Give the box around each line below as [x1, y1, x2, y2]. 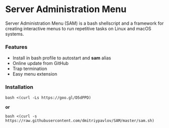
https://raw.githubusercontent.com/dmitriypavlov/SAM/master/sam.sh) [5, 118, 155, 123]
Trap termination [12, 66, 47, 72]
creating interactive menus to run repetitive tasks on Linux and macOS [5, 25, 151, 31]
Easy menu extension [12, 71, 58, 77]
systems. [5, 31, 24, 37]
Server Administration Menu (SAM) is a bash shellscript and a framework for [5, 20, 164, 26]
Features [5, 43, 28, 50]
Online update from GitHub [12, 60, 69, 67]
